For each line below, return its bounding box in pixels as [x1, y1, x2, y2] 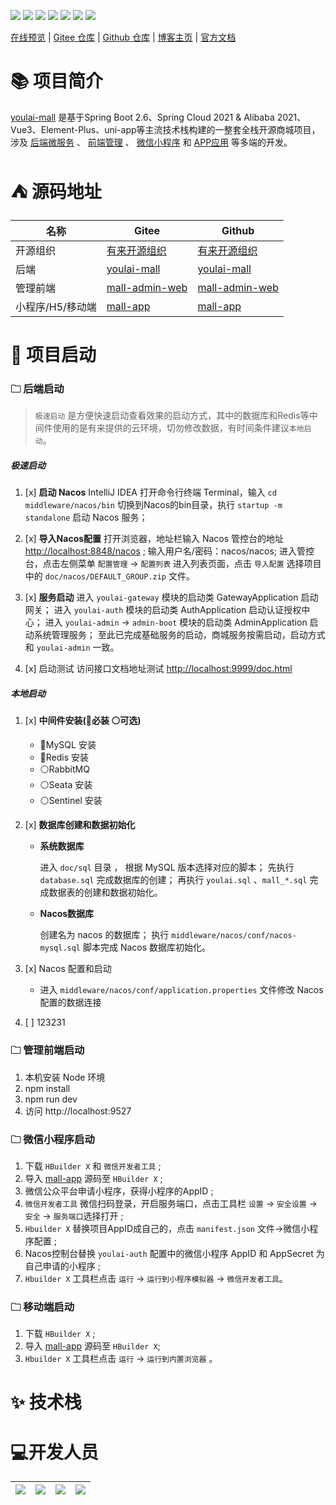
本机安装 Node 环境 [24, 1071, 106, 1083]
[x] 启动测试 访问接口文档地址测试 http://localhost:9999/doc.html [24, 663, 293, 675]
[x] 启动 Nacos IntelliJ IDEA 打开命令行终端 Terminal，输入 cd [24, 486, 277, 499]
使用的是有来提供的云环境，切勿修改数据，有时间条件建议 [52, 422, 290, 434]
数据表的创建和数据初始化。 [48, 886, 163, 899]
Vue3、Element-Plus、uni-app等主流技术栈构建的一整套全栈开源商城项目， [10, 123, 321, 135]
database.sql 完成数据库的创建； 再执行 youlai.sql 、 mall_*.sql [39, 874, 308, 886]
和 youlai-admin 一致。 [24, 641, 120, 654]
